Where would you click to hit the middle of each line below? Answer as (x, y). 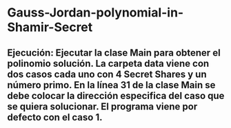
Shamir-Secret (50, 27)
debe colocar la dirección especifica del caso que (116, 95)
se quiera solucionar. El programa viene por (102, 106)
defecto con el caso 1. (55, 117)
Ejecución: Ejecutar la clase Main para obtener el (114, 53)
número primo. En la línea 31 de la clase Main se (111, 85)
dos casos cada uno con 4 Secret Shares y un (107, 74)
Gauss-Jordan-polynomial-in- (96, 13)
